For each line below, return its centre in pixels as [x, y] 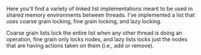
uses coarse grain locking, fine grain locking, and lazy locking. [84, 21]
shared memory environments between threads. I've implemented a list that [100, 15]
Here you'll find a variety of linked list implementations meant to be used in [100, 9]
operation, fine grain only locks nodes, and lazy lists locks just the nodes [97, 39]
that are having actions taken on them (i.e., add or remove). [80, 45]
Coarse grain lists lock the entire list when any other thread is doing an [94, 33]
